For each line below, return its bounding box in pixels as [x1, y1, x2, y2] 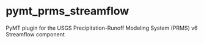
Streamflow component [5, 30, 65, 38]
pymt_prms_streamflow [5, 4, 129, 18]
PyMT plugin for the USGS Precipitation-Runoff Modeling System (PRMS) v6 [5, 24, 198, 31]
